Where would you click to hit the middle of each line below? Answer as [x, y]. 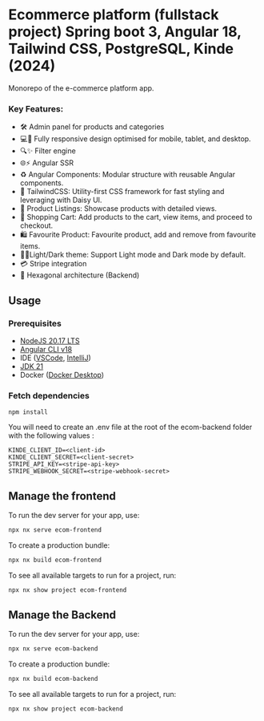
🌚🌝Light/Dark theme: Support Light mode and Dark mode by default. [133, 255]
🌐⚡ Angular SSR [47, 163]
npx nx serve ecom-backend [53, 649]
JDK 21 [32, 366]
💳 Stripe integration [53, 264]
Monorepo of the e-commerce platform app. [81, 88]
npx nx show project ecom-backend [66, 709]
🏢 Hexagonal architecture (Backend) [80, 275]
